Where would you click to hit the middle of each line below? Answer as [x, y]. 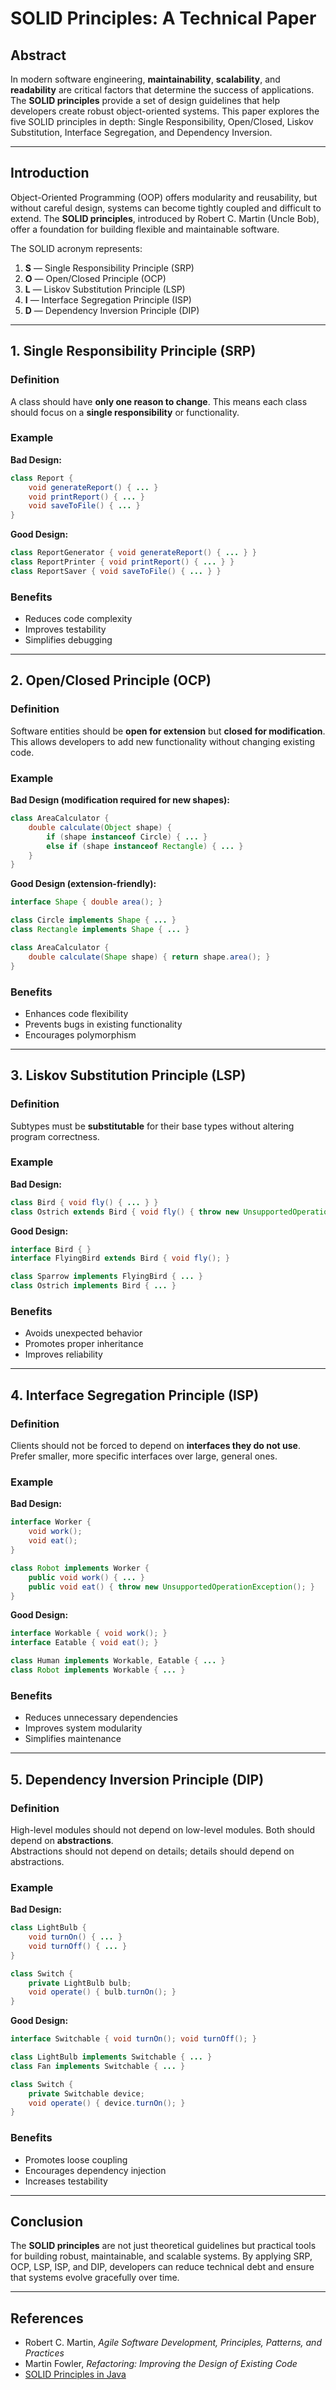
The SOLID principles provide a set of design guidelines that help [145, 100]
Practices [44, 2353]
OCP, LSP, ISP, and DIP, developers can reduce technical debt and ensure [162, 2267]
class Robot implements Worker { [80, 1568]
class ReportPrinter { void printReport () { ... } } [122, 562]
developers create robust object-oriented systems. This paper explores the [165, 111]
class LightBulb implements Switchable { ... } [111, 2057]
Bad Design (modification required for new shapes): [120, 800]
